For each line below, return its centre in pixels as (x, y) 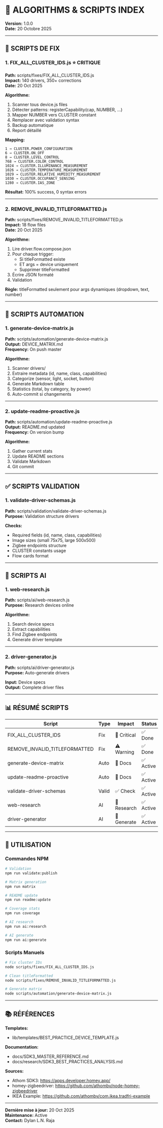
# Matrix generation (26, 882)
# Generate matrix (24, 989)
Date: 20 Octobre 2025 (28, 28)
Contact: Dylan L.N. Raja (30, 1120)
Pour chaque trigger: (33, 254)
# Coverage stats (23, 909)
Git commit (23, 466)
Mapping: (15, 140)
